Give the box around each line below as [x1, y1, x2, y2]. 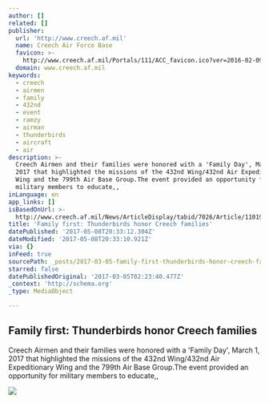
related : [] [8, 19, 48, 27]
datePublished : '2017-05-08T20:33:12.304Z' [8, 228, 156, 236]
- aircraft [15, 138, 52, 147]
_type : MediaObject [8, 288, 74, 296]
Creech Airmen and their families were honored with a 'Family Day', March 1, [8, 345, 260, 355]
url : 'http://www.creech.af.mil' [15, 34, 127, 42]
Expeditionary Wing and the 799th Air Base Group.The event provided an [8, 362, 249, 372]
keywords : [8, 71, 42, 79]
